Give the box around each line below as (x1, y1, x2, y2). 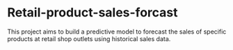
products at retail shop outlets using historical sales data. (7, 34, 171, 42)
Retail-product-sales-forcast (7, 5, 178, 21)
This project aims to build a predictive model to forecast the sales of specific (7, 27, 227, 36)
